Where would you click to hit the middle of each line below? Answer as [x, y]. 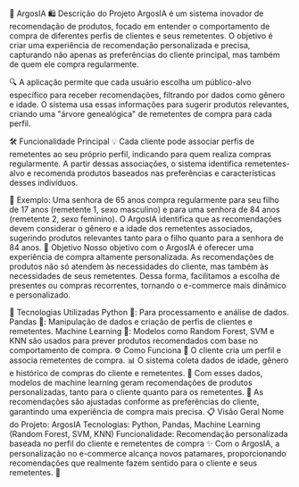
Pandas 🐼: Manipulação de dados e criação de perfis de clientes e [131, 322]
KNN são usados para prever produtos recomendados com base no [134, 340]
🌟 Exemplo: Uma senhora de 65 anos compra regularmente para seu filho [144, 200]
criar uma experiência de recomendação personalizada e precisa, [130, 45]
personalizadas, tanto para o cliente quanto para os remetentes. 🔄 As [137, 392]
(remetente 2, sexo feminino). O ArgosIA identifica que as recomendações [146, 219]
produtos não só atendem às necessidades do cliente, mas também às [139, 266]
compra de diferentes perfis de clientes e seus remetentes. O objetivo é [141, 36]
